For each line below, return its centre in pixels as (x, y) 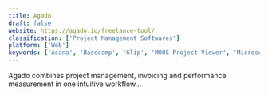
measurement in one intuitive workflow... (75, 84)
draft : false (30, 23)
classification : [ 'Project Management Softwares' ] (94, 38)
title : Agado (30, 16)
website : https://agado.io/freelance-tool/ (82, 30)
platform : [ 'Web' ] (39, 46)
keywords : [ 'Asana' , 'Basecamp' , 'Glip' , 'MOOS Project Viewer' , (119, 53)
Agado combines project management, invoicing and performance (117, 75)
